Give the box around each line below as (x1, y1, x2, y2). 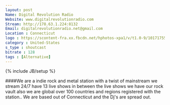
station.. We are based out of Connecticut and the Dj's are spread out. (5, 94, 151, 100)
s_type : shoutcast (5, 45, 47, 50)
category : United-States (5, 40, 60, 45)
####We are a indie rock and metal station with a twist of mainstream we (5, 78, 158, 84)
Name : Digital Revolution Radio (5, 12, 73, 17)
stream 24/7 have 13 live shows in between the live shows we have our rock (5, 83, 163, 89)
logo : (5, 36, 19, 41)
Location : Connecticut (5, 31, 56, 36)
